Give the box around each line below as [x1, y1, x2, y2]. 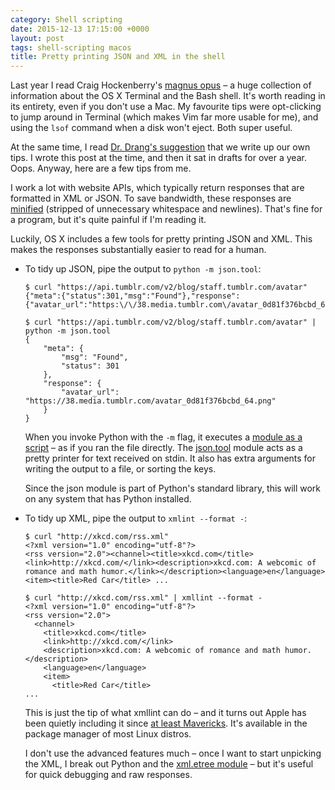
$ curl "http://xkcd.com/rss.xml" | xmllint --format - [24, 593, 263, 603]
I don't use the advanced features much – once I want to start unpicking [24, 747, 322, 760]
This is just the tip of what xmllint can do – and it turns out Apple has [24, 707, 307, 719]
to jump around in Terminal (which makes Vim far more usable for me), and [10, 111, 319, 123]
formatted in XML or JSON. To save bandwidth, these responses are [10, 192, 292, 205]
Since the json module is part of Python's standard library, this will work [24, 482, 322, 495]
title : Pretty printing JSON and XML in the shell [10, 52, 226, 62]
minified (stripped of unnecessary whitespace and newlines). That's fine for [10, 203, 323, 215]
